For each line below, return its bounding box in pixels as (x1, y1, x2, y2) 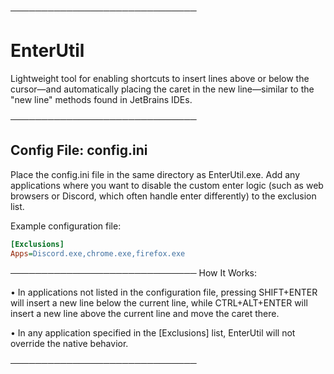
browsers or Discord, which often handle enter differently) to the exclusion (10, 190, 317, 202)
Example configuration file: (10, 220, 122, 232)
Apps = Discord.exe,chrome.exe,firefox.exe (10, 248, 186, 259)
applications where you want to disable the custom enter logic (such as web (10, 179, 324, 191)
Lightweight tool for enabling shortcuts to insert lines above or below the (10, 72, 310, 84)
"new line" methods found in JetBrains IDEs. (10, 93, 193, 105)
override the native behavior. (10, 337, 129, 349)
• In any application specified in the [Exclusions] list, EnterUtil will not (10, 326, 296, 339)
